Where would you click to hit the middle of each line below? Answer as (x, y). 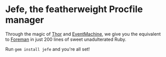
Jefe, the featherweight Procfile (74, 9)
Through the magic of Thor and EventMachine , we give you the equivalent (83, 34)
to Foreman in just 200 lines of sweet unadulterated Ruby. (66, 39)
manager (25, 20)
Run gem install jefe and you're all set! (48, 49)
